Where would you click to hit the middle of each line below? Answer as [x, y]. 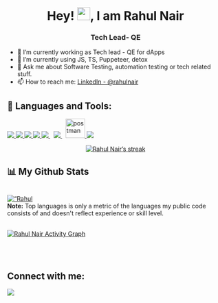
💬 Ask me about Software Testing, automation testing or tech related [114, 67]
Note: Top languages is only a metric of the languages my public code [107, 206]
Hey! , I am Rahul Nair [116, 16]
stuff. [24, 74]
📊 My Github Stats [48, 171]
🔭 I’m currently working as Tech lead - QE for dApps [91, 52]
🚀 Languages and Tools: [59, 106]
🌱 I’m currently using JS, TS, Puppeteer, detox [82, 60]
